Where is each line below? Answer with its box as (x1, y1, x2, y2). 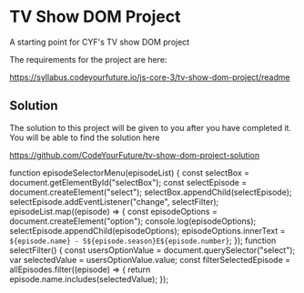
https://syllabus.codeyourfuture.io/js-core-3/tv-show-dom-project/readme (9, 71, 290, 83)
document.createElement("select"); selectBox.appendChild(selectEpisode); (9, 187, 293, 197)
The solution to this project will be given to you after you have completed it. (9, 122, 292, 133)
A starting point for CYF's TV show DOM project (9, 36, 190, 47)
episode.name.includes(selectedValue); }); (9, 273, 169, 284)
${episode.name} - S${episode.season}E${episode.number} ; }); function (9, 235, 277, 246)
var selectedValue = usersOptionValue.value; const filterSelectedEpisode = (9, 254, 291, 265)
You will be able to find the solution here (9, 132, 160, 143)
